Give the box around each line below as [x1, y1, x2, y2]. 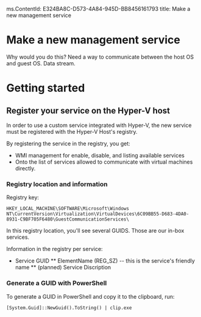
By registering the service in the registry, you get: [6, 140, 131, 147]
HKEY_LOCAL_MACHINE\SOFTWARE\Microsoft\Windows [6, 206, 130, 212]
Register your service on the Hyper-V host [6, 105, 171, 115]
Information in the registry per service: [6, 246, 103, 253]
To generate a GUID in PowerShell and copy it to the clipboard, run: [6, 293, 175, 300]
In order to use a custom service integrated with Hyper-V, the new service [6, 122, 192, 129]
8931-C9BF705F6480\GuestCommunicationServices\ [6, 216, 130, 222]
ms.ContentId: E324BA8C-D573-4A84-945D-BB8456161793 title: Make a [6, 5, 191, 12]
